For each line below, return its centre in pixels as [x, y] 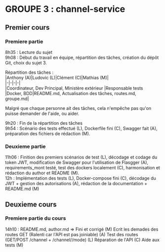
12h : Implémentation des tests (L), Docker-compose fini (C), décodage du [81, 178]
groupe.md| [17, 99]
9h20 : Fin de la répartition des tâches [44, 123]
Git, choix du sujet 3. [26, 62]
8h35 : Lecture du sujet [29, 52]
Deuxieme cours [31, 204]
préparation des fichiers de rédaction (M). [48, 133]
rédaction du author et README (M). [42, 173]
